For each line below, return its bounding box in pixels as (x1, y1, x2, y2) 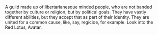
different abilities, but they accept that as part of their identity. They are (5, 14, 150, 20)
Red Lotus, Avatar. (5, 24, 42, 30)
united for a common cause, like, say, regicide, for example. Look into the (5, 19, 154, 25)
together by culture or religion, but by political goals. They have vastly (5, 9, 146, 15)
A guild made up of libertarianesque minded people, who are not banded (5, 4, 152, 10)
